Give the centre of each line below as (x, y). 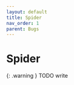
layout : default (27, 12)
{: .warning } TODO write (37, 76)
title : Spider (24, 18)
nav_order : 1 (23, 23)
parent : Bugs (23, 29)
